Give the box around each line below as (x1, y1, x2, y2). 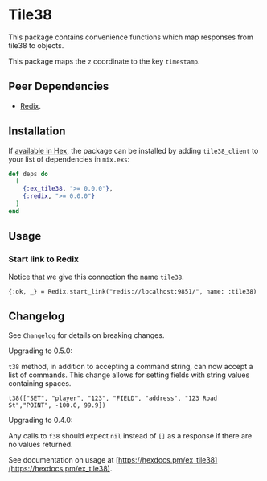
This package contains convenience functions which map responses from (8, 32, 253, 42)
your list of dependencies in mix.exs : (8, 154, 130, 164)
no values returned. (8, 440, 74, 450)
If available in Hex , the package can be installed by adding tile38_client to (8, 146, 259, 155)
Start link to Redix (8, 253, 79, 265)
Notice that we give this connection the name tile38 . (8, 272, 184, 282)
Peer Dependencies (8, 80, 109, 93)
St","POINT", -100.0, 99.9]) (8, 401, 106, 409)
